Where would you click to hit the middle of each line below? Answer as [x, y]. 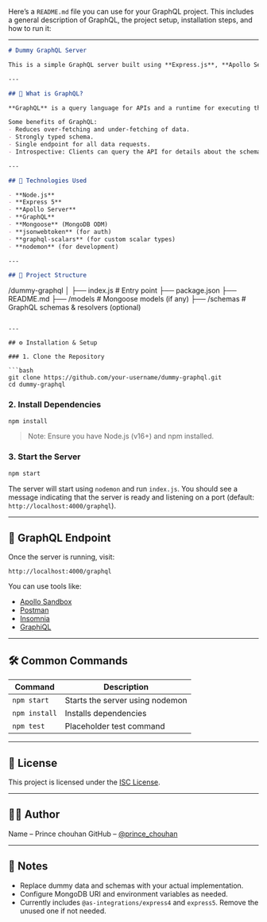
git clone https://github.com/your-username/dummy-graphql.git [115, 378]
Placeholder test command [115, 726]
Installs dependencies [106, 714]
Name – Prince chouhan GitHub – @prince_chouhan [93, 834]
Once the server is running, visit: [62, 557]
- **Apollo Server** [43, 210]
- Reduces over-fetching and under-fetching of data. [99, 130]
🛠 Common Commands [68, 661]
